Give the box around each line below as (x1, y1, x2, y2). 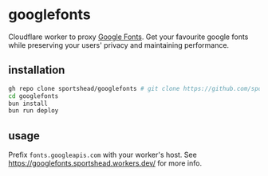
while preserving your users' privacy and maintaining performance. (8, 40, 230, 49)
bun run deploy (8, 107, 59, 115)
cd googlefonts (8, 92, 59, 100)
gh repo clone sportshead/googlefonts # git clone (8, 84, 180, 92)
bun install (8, 100, 48, 108)
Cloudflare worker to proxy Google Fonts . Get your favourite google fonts (8, 32, 249, 41)
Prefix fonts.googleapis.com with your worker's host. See (8, 150, 197, 160)
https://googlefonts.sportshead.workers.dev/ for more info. (8, 158, 202, 168)
